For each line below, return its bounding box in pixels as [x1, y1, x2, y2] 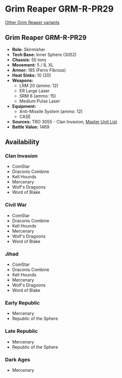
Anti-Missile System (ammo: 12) [19, 108, 83, 114]
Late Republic [5, 328, 38, 335]
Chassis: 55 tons [12, 57, 46, 63]
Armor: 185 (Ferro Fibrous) [12, 67, 66, 73]
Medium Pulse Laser [19, 98, 61, 104]
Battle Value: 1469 [12, 124, 50, 130]
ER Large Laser [19, 87, 50, 93]
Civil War [5, 202, 27, 208]
